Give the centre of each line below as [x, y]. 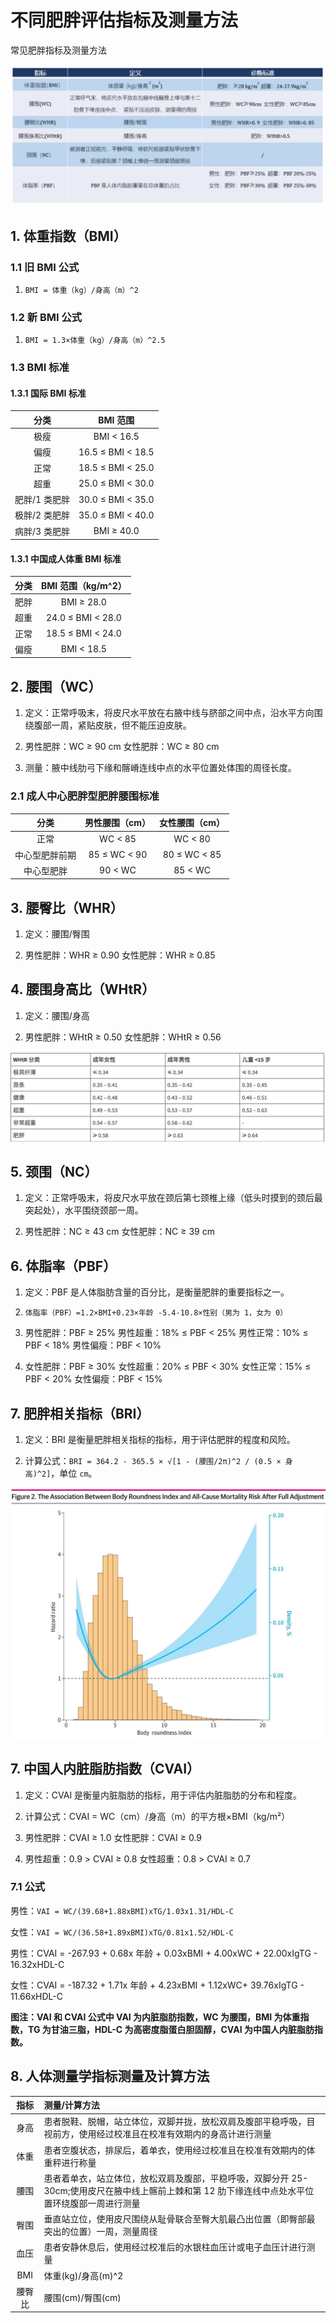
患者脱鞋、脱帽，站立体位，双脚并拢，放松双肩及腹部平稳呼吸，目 [179, 2122]
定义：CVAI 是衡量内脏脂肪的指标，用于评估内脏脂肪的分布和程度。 [163, 1795]
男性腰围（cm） [118, 823]
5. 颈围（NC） [54, 1172]
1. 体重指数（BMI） [68, 236]
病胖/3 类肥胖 [42, 531]
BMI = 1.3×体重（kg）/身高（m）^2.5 [95, 341]
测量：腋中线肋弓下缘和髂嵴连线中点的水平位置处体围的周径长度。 [160, 768]
